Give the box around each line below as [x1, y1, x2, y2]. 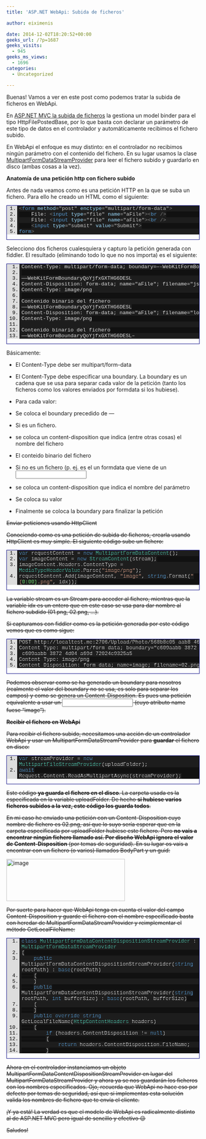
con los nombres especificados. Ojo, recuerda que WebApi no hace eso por [6, 1083, 198, 1091]
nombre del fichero [15, 440, 64, 448]
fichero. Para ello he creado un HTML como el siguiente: [6, 193, 149, 200]
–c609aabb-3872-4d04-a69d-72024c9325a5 [18, 651, 133, 657]
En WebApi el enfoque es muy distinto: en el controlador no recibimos [6, 143, 183, 150]
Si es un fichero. [15, 421, 57, 429]
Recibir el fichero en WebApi [6, 718, 81, 726]
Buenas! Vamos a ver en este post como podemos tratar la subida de [6, 93, 181, 101]
